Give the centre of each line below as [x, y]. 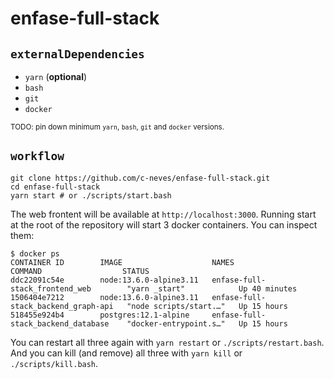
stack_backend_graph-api [62, 306]
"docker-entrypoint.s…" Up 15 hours [207, 323]
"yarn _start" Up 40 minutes [212, 288]
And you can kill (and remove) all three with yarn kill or [126, 353]
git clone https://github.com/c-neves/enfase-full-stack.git [140, 178]
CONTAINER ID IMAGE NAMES [122, 262]
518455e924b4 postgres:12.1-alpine [100, 315]
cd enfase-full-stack [55, 187]
